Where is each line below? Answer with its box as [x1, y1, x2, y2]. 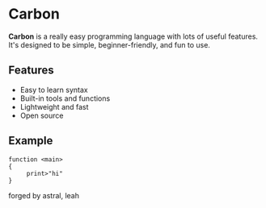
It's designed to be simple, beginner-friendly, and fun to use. [8, 40, 210, 49]
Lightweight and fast [19, 102, 89, 111]
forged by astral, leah [8, 190, 79, 200]
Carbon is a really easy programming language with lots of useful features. [8, 31, 259, 41]
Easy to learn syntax [19, 85, 88, 94]
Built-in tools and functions [19, 94, 111, 103]
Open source [19, 110, 64, 120]
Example [8, 134, 53, 148]
